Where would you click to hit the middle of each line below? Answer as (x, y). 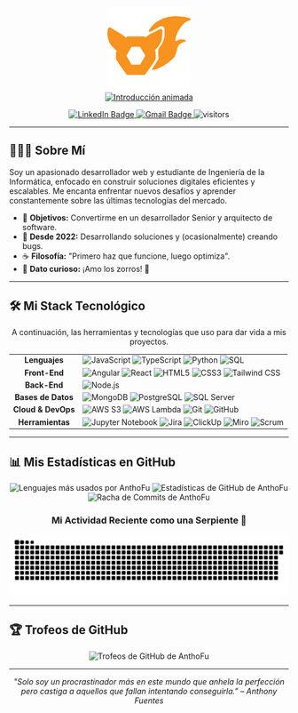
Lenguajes (44, 360)
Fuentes (149, 701)
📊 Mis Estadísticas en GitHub (92, 462)
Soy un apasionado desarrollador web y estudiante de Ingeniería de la (137, 172)
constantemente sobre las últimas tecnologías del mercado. (118, 200)
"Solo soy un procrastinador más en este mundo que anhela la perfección (149, 681)
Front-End (44, 373)
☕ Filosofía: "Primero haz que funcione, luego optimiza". (126, 256)
